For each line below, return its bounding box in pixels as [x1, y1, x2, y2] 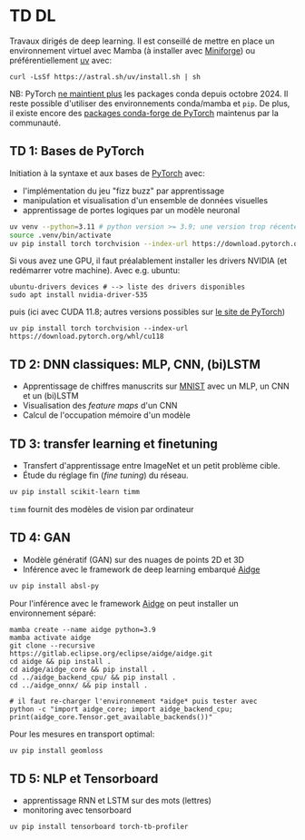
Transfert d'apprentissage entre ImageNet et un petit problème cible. [22, 460, 280, 470]
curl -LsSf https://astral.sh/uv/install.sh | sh [9, 72, 202, 82]
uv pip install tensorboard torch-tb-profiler [9, 823, 189, 832]
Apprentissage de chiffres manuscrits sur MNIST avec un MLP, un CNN [22, 380, 290, 391]
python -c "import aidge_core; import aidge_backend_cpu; [9, 705, 233, 714]
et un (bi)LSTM [22, 390, 79, 401]
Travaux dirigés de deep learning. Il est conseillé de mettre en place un [9, 35, 275, 46]
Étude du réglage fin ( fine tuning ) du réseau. [22, 469, 189, 480]
